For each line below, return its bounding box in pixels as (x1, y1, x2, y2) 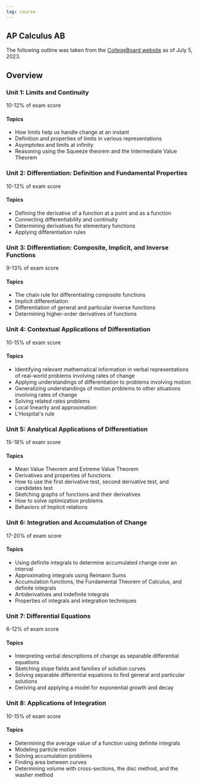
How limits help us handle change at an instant (14, 129, 130, 136)
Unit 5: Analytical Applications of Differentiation (6, 425, 148, 433)
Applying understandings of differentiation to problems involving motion (14, 378, 191, 386)
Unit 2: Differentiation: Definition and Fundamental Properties (6, 169, 188, 177)
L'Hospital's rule (14, 410, 55, 417)
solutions (14, 678, 37, 685)
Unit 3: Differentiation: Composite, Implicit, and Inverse (6, 243, 169, 251)
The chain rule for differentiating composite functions (14, 291, 146, 298)
